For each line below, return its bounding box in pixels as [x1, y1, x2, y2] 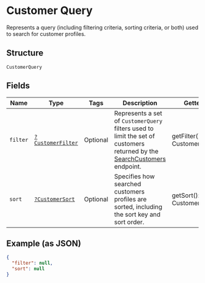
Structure [6, 48, 44, 58]
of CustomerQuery [113, 116, 163, 125]
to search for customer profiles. [6, 30, 86, 37]
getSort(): [171, 191, 200, 200]
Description [123, 99, 157, 107]
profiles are [113, 195, 147, 203]
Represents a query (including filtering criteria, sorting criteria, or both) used [6, 24, 198, 31]
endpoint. [113, 162, 142, 170]
